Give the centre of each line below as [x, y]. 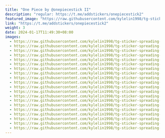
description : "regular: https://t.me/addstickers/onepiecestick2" [74, 14]
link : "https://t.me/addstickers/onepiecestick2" [57, 23]
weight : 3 [15, 28]
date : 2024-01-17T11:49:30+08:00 [39, 32]
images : [13, 37]
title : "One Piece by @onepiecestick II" [48, 10]
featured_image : [22, 19]
